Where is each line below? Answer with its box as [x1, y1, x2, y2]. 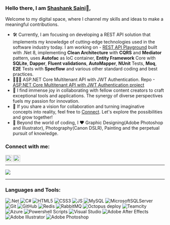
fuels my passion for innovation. [12, 98, 80, 104]
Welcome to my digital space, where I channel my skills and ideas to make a [5, 16, 163, 22]
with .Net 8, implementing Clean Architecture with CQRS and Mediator [12, 50, 162, 56]
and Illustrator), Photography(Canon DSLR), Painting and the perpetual [12, 125, 160, 131]
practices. [12, 71, 34, 78]
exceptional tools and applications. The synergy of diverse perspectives [12, 93, 163, 99]
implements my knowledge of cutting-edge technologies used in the [12, 39, 155, 45]
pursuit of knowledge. [12, 130, 59, 136]
